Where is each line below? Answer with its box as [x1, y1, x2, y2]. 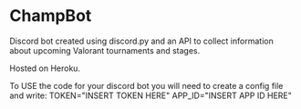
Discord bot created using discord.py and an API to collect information [9, 35, 274, 46]
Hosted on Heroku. [9, 63, 80, 74]
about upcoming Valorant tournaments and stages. [9, 45, 201, 55]
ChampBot [9, 5, 92, 26]
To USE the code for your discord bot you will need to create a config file [9, 80, 284, 91]
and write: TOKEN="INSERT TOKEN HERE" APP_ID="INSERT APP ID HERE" [9, 90, 292, 101]
